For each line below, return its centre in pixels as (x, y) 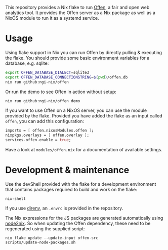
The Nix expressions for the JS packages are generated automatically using (84, 218)
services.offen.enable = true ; (38, 140)
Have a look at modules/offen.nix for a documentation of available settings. (84, 150)
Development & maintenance (67, 170)
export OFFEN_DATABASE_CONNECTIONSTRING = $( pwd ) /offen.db (67, 77)
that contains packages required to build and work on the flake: (71, 190)
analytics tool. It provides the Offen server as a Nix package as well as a (80, 13)
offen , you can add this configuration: (45, 121)
